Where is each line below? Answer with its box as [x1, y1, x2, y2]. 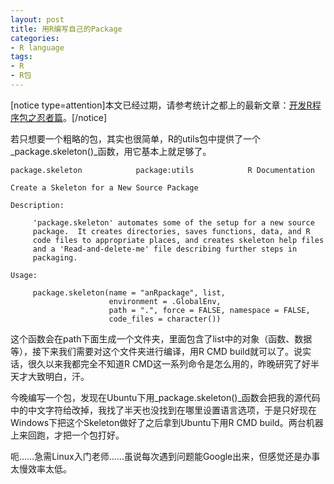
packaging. [32, 252, 78, 263]
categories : [10, 33, 60, 43]
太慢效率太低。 [10, 462, 72, 475]
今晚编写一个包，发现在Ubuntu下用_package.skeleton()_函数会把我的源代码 [10, 391, 321, 403]
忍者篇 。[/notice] [36, 111, 108, 123]
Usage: [10, 270, 38, 280]
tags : [10, 52, 33, 62]
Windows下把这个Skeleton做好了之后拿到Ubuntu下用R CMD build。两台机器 [10, 416, 324, 428]
